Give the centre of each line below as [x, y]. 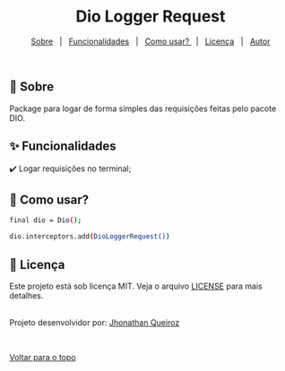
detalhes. [26, 295]
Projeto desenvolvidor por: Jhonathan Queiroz [95, 322]
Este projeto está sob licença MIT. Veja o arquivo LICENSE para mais [136, 286]
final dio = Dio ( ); [46, 220]
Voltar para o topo [43, 357]
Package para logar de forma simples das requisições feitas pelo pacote [143, 108]
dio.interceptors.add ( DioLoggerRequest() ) [90, 237]
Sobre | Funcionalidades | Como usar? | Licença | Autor [151, 41]
